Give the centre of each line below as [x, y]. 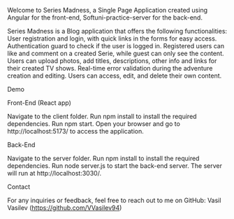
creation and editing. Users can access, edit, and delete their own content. [115, 76]
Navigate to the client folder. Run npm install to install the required [102, 116]
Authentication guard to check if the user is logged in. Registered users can [116, 46]
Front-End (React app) [39, 103]
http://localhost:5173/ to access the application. [76, 131]
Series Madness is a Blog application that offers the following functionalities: [117, 31]
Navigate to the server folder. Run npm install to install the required [103, 158]
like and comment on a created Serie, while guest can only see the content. [116, 53]
